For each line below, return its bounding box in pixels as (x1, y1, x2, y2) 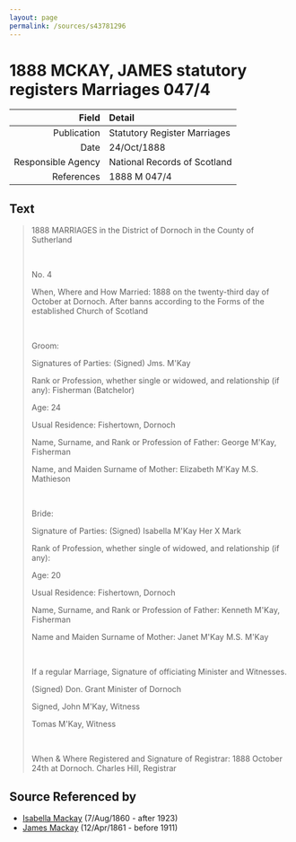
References (52, 171, 100, 183)
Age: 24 (30, 402, 61, 413)
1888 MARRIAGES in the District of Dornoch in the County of (30, 225, 255, 236)
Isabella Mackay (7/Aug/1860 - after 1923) (22, 813, 178, 824)
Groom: (30, 340, 60, 351)
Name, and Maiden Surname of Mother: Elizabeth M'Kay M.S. (30, 464, 258, 475)
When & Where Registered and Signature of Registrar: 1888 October (30, 753, 283, 764)
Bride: (30, 508, 54, 519)
